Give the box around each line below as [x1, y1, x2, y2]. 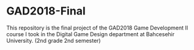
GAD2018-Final [6, 4, 86, 18]
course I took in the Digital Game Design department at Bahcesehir [6, 30, 175, 37]
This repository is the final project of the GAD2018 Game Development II [6, 24, 188, 31]
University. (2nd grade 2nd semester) [6, 37, 101, 44]
